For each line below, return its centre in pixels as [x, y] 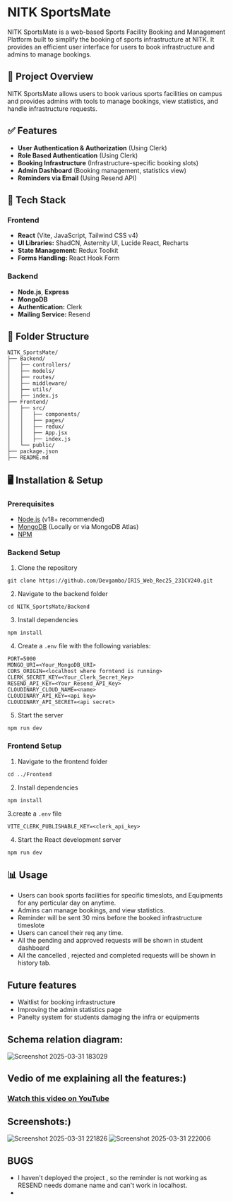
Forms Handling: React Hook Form [68, 258]
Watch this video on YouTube [58, 1099]
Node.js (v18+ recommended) [61, 519]
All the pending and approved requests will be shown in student [110, 941]
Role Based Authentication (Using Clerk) [78, 155]
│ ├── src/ [26, 408]
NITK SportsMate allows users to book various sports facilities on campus [115, 93]
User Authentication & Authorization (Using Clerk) [92, 148]
